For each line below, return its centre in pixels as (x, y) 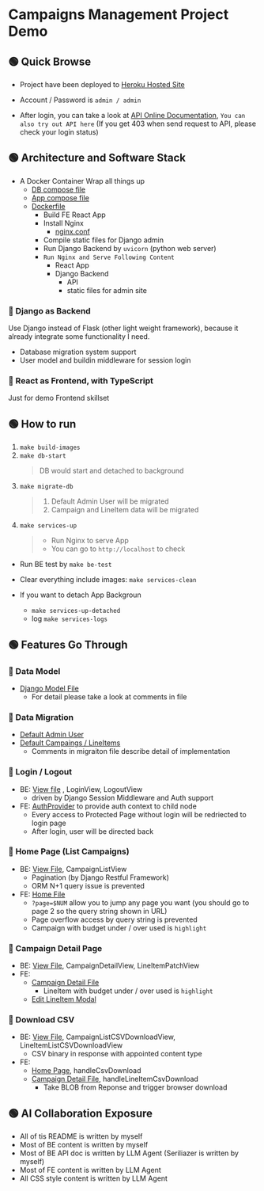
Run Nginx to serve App (90, 541)
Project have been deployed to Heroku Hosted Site (102, 84)
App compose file (60, 198)
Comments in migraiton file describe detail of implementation (131, 752)
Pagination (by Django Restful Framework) (100, 877)
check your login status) (59, 132)
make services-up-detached (76, 611)
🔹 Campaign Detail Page (55, 948)
